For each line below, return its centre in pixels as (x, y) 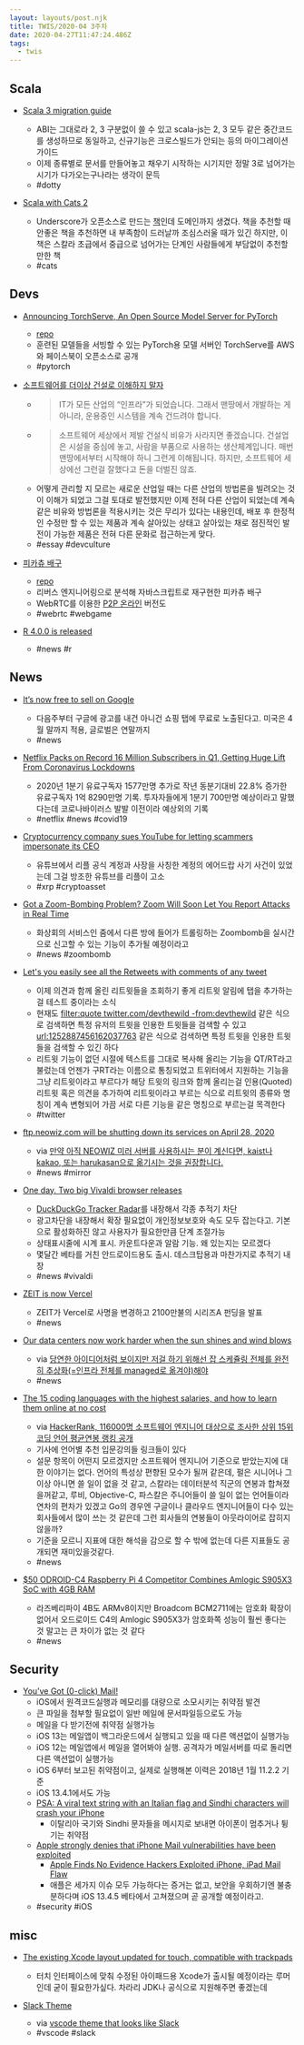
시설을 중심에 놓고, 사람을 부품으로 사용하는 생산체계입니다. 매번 (181, 446)
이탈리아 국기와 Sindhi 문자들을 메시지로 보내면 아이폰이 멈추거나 (164, 1824)
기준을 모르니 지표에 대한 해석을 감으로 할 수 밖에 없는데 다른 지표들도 (158, 1540)
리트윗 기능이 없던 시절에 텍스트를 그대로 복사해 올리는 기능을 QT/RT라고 (164, 1058)
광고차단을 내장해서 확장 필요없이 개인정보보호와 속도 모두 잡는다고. (155, 1220)
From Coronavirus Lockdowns (78, 767)
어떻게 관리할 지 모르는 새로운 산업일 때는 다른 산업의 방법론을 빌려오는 (161, 489)
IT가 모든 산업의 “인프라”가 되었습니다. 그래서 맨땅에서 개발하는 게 (175, 404)
